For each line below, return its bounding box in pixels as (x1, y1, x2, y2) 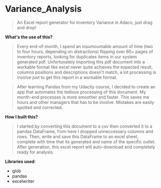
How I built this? (5, 114, 38, 120)
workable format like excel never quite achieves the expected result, (16, 64, 153, 70)
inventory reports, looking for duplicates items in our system (16, 53, 137, 59)
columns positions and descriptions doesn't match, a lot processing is (16, 69, 156, 75)
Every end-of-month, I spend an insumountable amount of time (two (16, 43, 153, 49)
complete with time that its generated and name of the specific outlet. (16, 138, 156, 144)
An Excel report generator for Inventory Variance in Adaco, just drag (16, 19, 153, 25)
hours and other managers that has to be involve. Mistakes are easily (16, 99, 155, 105)
